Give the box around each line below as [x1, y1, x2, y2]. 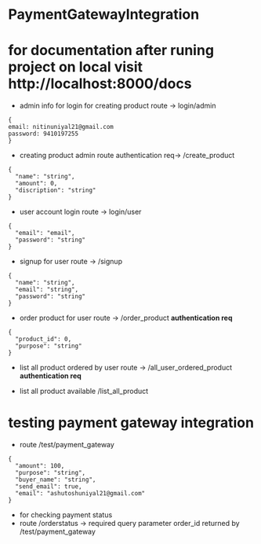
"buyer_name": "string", [15, 476, 96, 484]
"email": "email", [15, 230, 76, 237]
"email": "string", [15, 285, 79, 294]
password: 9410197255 [8, 130, 79, 138]
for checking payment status [19, 510, 113, 520]
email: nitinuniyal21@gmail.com [8, 123, 114, 131]
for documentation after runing [8, 42, 214, 60]
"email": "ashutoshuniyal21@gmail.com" [15, 490, 146, 498]
